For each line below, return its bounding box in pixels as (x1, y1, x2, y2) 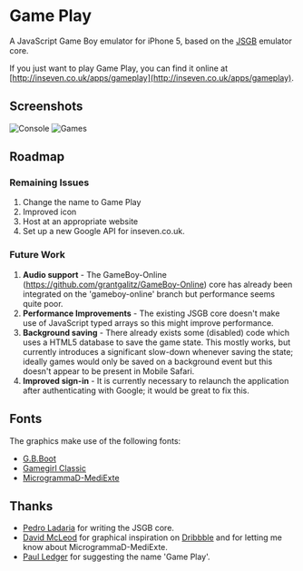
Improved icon (22, 206, 77, 218)
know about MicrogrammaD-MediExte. (22, 542, 168, 553)
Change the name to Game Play (22, 197, 142, 208)
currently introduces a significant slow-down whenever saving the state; (22, 346, 294, 357)
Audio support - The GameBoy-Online (22, 269, 168, 280)
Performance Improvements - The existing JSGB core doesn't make (22, 308, 280, 319)
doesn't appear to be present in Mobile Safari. (22, 365, 195, 377)
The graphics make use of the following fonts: (9, 435, 181, 446)
